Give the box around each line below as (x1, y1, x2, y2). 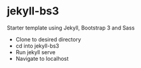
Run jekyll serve (15, 48, 56, 55)
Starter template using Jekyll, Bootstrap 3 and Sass (7, 24, 135, 31)
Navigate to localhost (15, 55, 69, 62)
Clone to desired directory (15, 36, 81, 43)
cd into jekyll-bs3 (15, 42, 59, 49)
